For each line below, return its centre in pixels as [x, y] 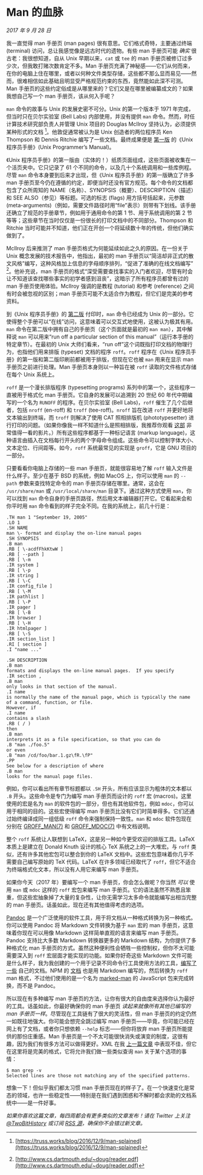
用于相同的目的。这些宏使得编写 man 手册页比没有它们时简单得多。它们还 [98, 811]
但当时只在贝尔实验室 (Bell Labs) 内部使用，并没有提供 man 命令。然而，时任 [101, 116]
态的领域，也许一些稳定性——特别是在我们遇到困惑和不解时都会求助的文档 [99, 1095]
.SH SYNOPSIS [23, 539]
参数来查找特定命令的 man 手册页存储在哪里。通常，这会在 [92, 484]
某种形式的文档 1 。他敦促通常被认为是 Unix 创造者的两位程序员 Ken [89, 131]
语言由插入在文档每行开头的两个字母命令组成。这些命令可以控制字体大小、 [104, 440]
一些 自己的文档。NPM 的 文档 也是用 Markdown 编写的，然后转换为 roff [97, 971]
